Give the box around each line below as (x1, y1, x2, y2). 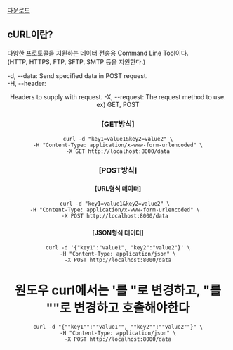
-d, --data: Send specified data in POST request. (7, 71, 148, 80)
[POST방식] (98, 165, 138, 175)
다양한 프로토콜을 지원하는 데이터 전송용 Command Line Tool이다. (7, 49, 189, 57)
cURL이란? (7, 29, 53, 41)
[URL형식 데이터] (94, 184, 142, 192)
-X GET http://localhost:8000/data (65, 148, 171, 155)
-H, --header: (7, 79, 47, 87)
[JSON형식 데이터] (92, 228, 144, 237)
